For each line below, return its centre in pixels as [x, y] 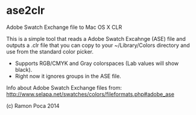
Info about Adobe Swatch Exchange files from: [64, 87]
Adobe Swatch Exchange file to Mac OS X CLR [64, 27]
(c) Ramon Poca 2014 [33, 105]
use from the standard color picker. [50, 51]
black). [24, 69]
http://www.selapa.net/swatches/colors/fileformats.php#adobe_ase [90, 94]
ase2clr [26, 11]
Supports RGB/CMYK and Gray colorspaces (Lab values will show [97, 63]
